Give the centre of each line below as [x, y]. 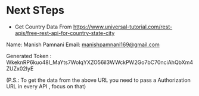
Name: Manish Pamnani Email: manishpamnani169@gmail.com [83, 44]
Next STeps [35, 10]
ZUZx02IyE [20, 68]
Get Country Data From [43, 27]
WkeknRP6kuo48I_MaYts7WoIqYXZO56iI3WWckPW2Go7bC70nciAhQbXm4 [100, 62]
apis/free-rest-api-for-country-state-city [65, 33]
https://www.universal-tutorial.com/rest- [123, 27]
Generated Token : [29, 56]
